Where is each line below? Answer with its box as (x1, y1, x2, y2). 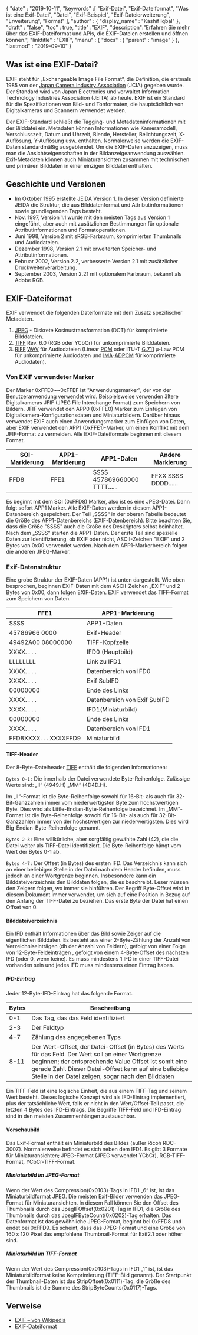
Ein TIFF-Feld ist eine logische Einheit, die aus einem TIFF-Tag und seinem (6, 1088, 187, 1095)
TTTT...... (93, 482, 118, 491)
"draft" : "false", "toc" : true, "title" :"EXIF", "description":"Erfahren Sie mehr (6, 24, 190, 31)
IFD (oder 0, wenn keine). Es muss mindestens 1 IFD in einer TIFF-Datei (6, 955, 179, 962)
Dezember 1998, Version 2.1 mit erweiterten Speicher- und (14, 245, 157, 252)
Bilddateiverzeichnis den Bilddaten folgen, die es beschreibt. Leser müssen (6, 879, 189, 886)
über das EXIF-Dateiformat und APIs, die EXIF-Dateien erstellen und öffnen (6, 30, 189, 37)
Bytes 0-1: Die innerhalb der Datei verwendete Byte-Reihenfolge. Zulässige (6, 775, 190, 782)
